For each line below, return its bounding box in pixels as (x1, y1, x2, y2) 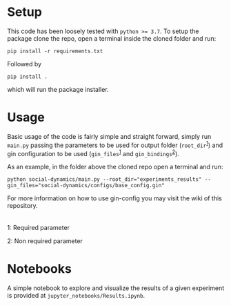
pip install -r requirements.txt (7, 48, 103, 55)
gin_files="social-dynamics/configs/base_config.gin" (7, 182, 165, 189)
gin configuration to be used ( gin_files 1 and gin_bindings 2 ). (7, 148, 179, 157)
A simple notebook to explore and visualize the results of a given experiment (7, 284, 225, 292)
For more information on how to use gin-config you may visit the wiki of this (7, 194, 222, 202)
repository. (7, 202, 38, 210)
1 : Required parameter (7, 224, 70, 232)
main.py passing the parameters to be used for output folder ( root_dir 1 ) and (7, 140, 223, 149)
